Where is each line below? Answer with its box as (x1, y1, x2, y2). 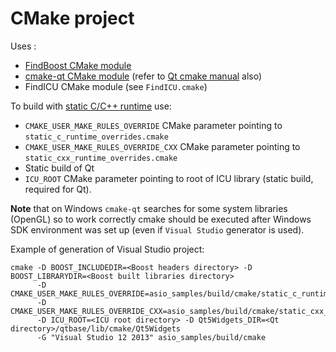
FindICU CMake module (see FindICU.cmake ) (24, 80, 208, 92)
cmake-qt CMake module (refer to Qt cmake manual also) (24, 70, 263, 82)
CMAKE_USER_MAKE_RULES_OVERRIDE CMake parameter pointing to (24, 119, 283, 131)
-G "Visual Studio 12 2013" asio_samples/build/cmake (36, 332, 267, 342)
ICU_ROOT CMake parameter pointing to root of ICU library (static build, (24, 172, 314, 184)
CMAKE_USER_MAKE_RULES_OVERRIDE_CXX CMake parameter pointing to (24, 140, 301, 152)
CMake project (10, 7, 135, 30)
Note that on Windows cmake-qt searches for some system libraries (10, 202, 288, 214)
